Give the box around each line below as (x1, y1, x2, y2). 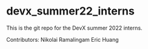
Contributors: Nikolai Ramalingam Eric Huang (6, 36, 119, 43)
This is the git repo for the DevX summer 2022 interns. (6, 24, 143, 31)
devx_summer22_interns (6, 4, 135, 18)
